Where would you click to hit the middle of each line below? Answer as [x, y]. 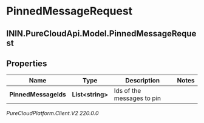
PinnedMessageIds [38, 95]
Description [142, 81]
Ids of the [127, 91]
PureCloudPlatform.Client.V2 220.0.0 [53, 113]
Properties [27, 63]
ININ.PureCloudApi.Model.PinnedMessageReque [101, 34]
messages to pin [137, 98]
